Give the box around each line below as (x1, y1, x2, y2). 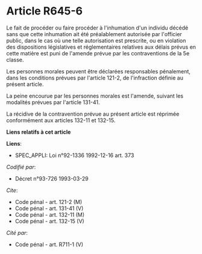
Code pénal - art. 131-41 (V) (14, 205, 84, 212)
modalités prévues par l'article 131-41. (6, 98, 101, 106)
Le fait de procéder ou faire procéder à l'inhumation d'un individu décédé (6, 24, 189, 31)
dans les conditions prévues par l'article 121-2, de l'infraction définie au (6, 74, 184, 81)
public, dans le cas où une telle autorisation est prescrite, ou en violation (6, 37, 186, 44)
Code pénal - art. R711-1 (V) (14, 241, 83, 248)
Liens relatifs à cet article (6, 128, 71, 135)
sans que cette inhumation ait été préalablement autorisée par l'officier (6, 30, 182, 37)
